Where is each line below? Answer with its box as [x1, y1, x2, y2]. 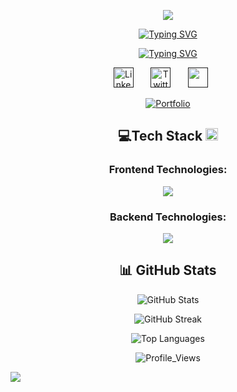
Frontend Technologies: [108, 163, 228, 177]
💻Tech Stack [117, 128, 203, 145]
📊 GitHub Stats [119, 262, 217, 279]
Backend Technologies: [109, 210, 227, 224]
